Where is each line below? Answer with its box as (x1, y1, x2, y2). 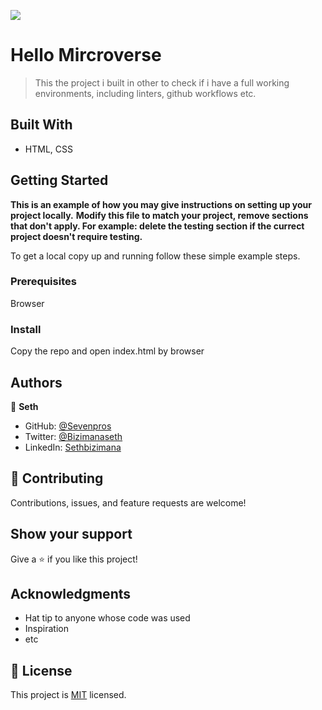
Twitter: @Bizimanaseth (24, 430, 123, 442)
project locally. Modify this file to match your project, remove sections (10, 209, 309, 221)
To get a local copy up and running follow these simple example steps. (10, 250, 301, 262)
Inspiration (24, 623, 69, 635)
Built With (10, 116, 73, 134)
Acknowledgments (10, 585, 132, 602)
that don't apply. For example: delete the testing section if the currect (10, 220, 305, 232)
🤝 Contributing (10, 470, 104, 487)
